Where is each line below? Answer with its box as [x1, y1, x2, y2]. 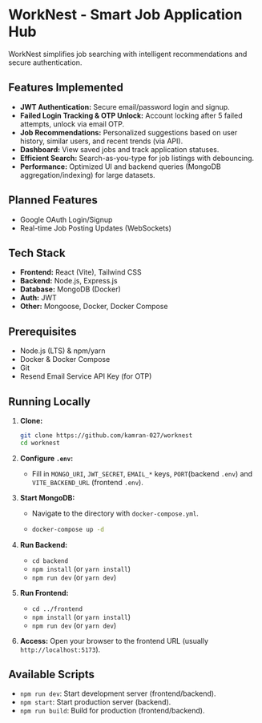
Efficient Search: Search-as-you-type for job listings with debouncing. [19, 153, 255, 163]
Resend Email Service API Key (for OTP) [19, 372, 152, 381]
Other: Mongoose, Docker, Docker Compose [19, 302, 168, 311]
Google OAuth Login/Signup [19, 215, 113, 224]
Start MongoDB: [19, 492, 75, 502]
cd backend [31, 556, 69, 565]
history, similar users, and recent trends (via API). [19, 136, 183, 146]
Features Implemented [8, 81, 124, 94]
